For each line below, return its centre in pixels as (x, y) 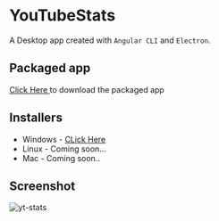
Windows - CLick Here (64, 139)
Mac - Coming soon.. (61, 158)
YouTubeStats (63, 16)
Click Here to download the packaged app (87, 89)
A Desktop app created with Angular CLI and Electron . (110, 40)
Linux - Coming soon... (64, 149)
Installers (36, 118)
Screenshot (42, 186)
